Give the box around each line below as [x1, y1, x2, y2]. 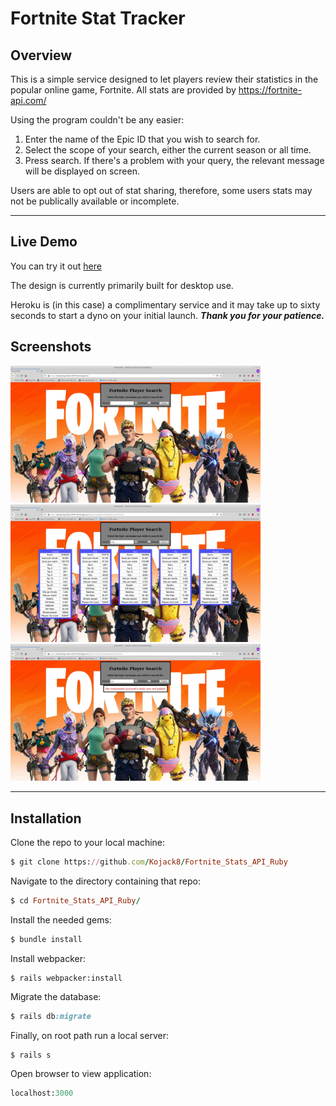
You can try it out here [10, 260, 102, 272]
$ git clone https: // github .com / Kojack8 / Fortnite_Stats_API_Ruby [10, 857, 288, 867]
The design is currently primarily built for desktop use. [10, 279, 234, 291]
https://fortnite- [238, 84, 303, 96]
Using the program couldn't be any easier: [10, 114, 185, 126]
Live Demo [10, 233, 78, 251]
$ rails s [10, 1050, 52, 1060]
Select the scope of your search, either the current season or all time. [24, 144, 312, 156]
